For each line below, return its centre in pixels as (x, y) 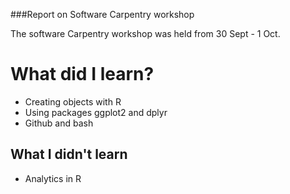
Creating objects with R (73, 101)
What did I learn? (82, 74)
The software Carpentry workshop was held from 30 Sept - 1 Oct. (145, 33)
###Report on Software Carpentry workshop (102, 14)
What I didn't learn (69, 154)
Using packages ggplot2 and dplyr (96, 112)
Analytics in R (53, 178)
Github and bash (59, 123)
